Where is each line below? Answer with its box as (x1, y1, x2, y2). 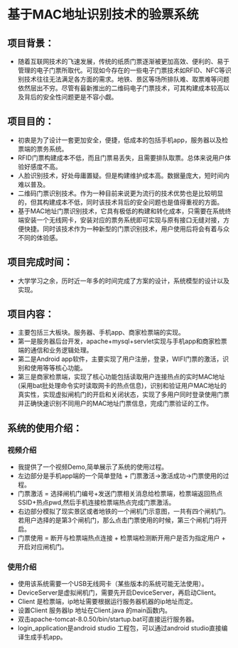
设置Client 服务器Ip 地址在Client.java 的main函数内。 (17, 606, 172, 615)
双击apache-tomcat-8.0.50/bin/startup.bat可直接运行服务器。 (17, 615, 198, 624)
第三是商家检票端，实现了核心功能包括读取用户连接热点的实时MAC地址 (17, 372, 225, 381)
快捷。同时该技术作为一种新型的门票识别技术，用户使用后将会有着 (23, 225, 217, 233)
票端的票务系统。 (17, 144, 68, 153)
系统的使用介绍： (7, 422, 82, 434)
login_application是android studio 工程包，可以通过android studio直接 (17, 624, 222, 632)
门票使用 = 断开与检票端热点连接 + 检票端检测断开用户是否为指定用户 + (17, 534, 226, 542)
